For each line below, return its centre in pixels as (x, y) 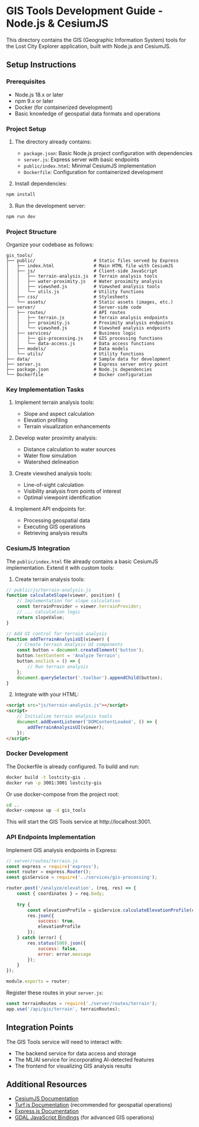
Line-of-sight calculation (54, 485)
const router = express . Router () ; (49, 872)
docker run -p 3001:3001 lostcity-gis (54, 783)
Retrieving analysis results (55, 533)
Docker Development (37, 753)
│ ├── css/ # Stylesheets (67, 297)
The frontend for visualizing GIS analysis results (73, 1066)
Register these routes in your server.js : (55, 993)
